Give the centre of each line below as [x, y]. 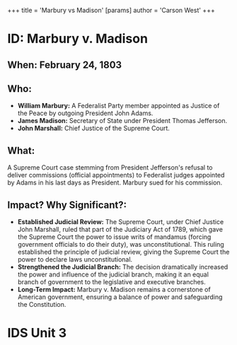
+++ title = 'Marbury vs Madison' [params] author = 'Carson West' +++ [111, 10]
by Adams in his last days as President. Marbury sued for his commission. [115, 182]
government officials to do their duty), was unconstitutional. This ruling [121, 245]
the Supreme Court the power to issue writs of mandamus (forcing [114, 237]
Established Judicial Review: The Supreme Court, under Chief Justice [121, 222]
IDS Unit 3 [37, 333]
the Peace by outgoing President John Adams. [85, 113]
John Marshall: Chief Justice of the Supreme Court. [93, 128]
